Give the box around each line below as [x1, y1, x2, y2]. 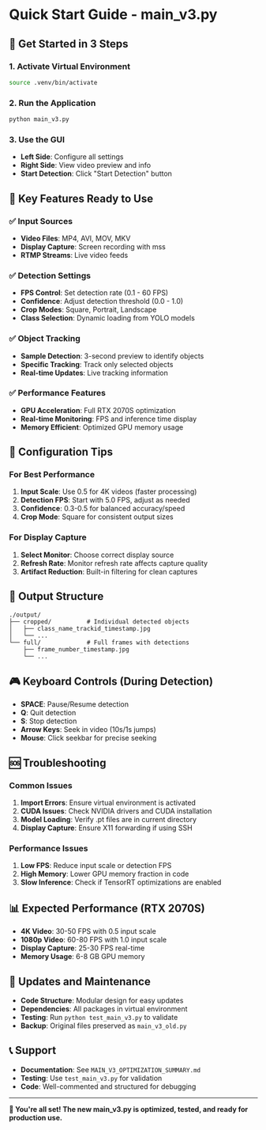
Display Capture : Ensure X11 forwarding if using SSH [20, 823, 193, 832]
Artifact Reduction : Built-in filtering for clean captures [20, 567, 198, 576]
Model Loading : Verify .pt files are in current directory [20, 815, 197, 825]
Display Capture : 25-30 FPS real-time [20, 943, 145, 953]
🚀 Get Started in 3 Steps [9, 37, 129, 51]
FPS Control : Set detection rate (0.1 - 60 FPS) [20, 288, 169, 298]
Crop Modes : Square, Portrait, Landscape [20, 305, 157, 314]
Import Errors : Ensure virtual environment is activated [20, 798, 197, 808]
